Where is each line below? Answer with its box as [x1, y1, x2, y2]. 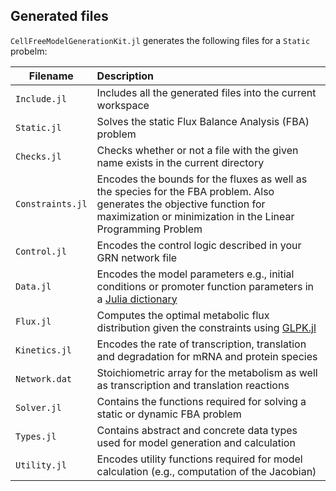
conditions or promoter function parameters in [96, 279, 314, 293]
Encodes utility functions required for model [96, 452, 303, 466]
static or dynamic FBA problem [96, 407, 242, 421]
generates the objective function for [96, 197, 266, 211]
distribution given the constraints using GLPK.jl [96, 320, 317, 334]
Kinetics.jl [15, 344, 73, 356]
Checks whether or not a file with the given [96, 143, 299, 157]
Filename [28, 69, 74, 83]
